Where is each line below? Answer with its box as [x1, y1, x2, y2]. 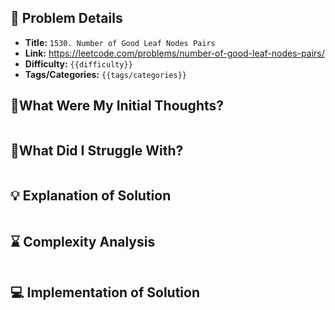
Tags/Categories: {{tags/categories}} [24, 68, 187, 80]
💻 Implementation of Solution [10, 284, 200, 301]
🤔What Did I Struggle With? [10, 142, 184, 160]
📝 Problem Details [10, 10, 123, 27]
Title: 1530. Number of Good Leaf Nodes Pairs [24, 36, 216, 48]
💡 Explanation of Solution [10, 187, 172, 204]
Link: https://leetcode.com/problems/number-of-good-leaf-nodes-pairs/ [24, 47, 325, 59]
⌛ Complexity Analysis [10, 233, 156, 250]
